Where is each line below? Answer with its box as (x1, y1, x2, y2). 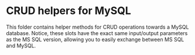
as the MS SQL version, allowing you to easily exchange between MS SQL (6, 36, 184, 43)
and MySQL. (6, 42, 36, 49)
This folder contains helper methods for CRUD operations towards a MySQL (6, 23, 189, 30)
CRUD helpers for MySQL (6, 4, 132, 18)
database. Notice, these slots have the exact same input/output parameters (6, 29, 188, 36)
